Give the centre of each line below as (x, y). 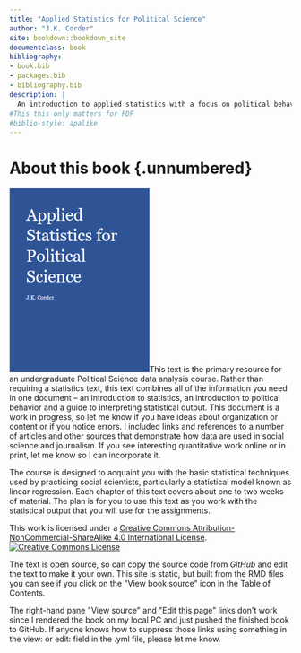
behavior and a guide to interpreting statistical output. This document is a (145, 407)
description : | (38, 94)
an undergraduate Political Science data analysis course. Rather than (137, 379)
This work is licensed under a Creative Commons (100, 528)
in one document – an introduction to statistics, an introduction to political (145, 398)
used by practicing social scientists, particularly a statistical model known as (150, 482)
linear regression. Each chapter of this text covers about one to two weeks (146, 492)
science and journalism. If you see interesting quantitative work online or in (148, 446)
